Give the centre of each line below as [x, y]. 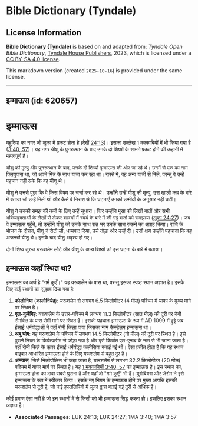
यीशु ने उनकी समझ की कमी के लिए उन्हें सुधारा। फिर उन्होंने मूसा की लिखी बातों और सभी [88, 211]
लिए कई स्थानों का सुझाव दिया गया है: [40, 289]
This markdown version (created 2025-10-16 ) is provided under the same [94, 71]
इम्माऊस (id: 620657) [42, 101]
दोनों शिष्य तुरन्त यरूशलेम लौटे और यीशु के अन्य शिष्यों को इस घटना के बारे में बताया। [85, 249]
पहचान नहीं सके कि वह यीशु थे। [36, 181]
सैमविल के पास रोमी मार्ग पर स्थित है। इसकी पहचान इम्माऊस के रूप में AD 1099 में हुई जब [99, 321]
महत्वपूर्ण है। [18, 156]
